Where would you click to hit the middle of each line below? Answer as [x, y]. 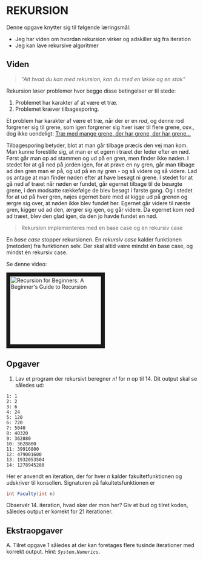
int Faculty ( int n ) [31, 494]
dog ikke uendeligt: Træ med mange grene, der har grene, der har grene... [99, 133]
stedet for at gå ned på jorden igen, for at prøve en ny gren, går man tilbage [101, 165]
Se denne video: [27, 264]
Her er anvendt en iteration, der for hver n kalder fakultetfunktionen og [94, 476]
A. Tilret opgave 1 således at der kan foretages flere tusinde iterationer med [101, 545]
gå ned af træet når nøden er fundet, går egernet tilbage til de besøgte [95, 184]
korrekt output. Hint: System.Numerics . [53, 552]
